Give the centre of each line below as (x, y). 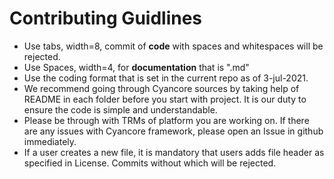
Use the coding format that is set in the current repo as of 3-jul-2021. (166, 78)
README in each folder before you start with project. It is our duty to (165, 99)
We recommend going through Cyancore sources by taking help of (161, 88)
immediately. (50, 141)
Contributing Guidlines (106, 18)
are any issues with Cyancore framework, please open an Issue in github (173, 131)
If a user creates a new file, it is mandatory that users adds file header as (174, 152)
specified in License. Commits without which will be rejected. (150, 163)
